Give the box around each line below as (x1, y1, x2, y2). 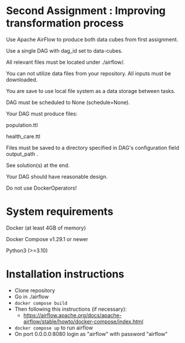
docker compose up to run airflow (14, 324, 93, 331)
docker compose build (14, 300, 67, 306)
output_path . (6, 150, 38, 157)
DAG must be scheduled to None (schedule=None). (6, 98, 131, 106)
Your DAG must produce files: (6, 110, 78, 117)
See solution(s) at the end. (6, 162, 70, 169)
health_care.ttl (6, 133, 41, 140)
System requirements (6, 205, 114, 218)
